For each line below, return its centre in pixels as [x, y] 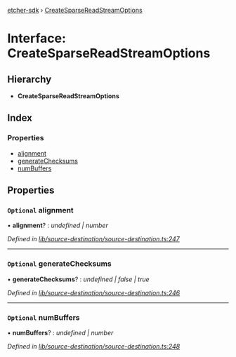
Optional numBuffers [44, 317]
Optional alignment [40, 210]
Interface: [37, 39]
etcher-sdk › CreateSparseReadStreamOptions [75, 10]
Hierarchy [29, 79]
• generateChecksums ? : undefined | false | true [78, 279]
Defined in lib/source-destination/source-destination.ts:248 [94, 346]
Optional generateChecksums [59, 264]
